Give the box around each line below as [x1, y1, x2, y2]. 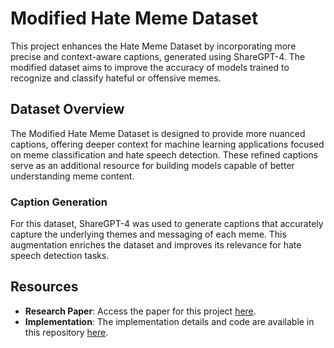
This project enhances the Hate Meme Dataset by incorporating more [10, 40, 297, 52]
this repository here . [24, 326, 109, 338]
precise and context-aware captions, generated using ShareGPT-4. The [10, 50, 306, 62]
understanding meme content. [10, 170, 135, 182]
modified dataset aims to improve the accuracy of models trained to [10, 61, 290, 73]
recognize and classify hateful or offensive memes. [10, 72, 222, 84]
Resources [10, 278, 79, 296]
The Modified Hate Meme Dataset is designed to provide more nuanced [10, 127, 306, 139]
